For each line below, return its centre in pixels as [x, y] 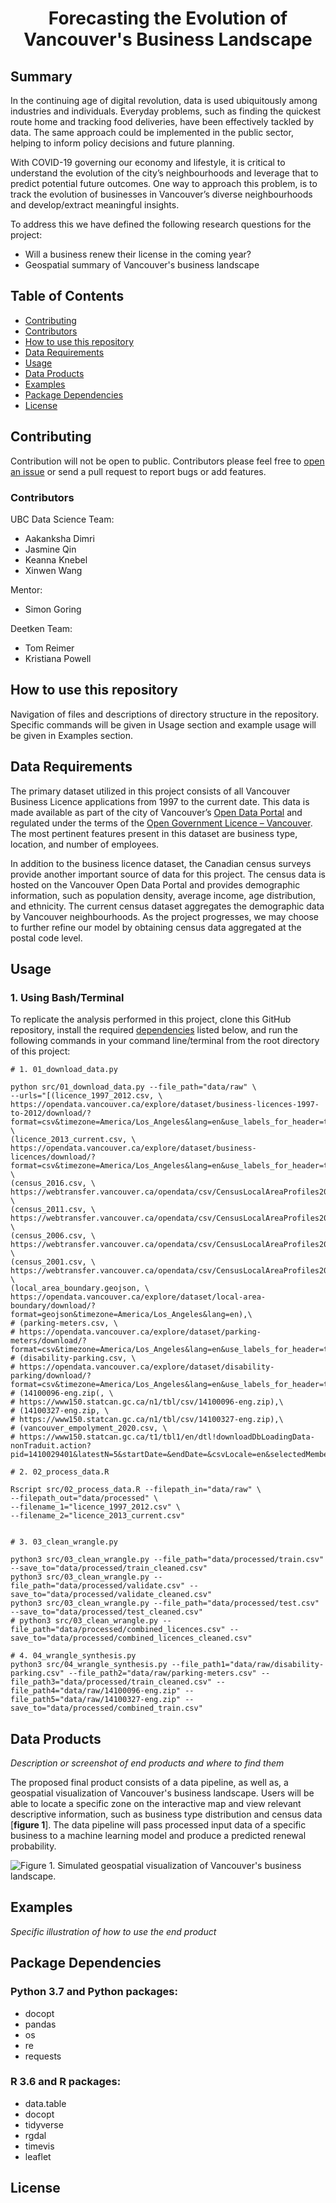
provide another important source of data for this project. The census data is [168, 874]
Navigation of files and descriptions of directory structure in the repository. [164, 714]
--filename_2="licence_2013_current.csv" [98, 1516]
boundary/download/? [53, 1306]
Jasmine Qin [50, 549]
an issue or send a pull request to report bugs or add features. [138, 471]
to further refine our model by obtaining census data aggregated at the [156, 927]
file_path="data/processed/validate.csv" [98, 1586]
